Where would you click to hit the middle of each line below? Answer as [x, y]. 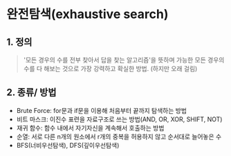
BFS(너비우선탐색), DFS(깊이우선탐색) [68, 145]
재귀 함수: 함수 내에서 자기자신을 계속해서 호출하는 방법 [90, 128]
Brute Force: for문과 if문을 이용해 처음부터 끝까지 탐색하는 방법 [102, 110]
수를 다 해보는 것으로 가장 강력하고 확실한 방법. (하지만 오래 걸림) [110, 69]
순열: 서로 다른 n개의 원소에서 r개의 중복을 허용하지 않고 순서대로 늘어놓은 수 [119, 137]
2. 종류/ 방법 [31, 93]
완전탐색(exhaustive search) [87, 14]
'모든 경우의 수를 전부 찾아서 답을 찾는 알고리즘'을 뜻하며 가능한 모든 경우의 [124, 60]
